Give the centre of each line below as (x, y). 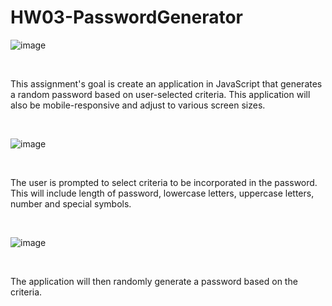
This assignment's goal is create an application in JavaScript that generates (166, 83)
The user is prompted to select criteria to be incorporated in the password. (164, 182)
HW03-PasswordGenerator (127, 17)
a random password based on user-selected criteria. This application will (160, 94)
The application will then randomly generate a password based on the (154, 281)
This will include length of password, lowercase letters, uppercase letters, (162, 193)
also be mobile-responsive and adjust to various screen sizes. (138, 105)
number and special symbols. (71, 203)
